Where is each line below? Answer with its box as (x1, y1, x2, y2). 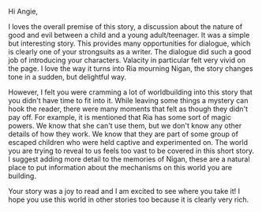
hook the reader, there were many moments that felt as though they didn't (8, 104, 249, 113)
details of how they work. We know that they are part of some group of (8, 129, 239, 139)
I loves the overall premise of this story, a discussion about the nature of (8, 22, 243, 31)
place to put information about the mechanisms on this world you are (8, 163, 233, 172)
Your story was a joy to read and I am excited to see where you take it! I (8, 187, 241, 195)
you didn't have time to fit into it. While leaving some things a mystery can (8, 96, 249, 105)
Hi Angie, (8, 7, 38, 16)
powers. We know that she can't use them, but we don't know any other (8, 121, 242, 130)
